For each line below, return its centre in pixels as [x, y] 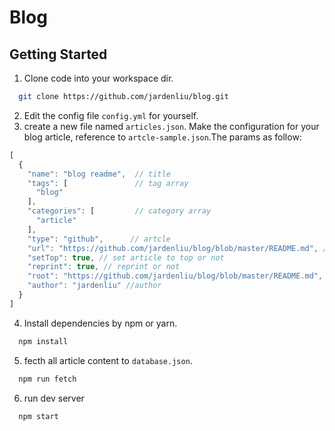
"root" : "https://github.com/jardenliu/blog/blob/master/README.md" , [175, 276]
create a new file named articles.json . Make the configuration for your [171, 126]
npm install [43, 341]
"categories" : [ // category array [119, 211]
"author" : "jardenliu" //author [94, 286]
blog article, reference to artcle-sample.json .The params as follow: [162, 137]
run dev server [54, 398]
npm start [38, 416]
